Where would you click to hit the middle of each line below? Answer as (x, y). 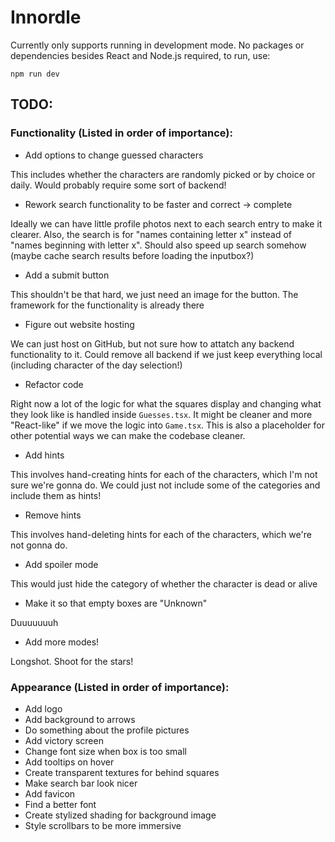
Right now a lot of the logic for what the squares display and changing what (166, 403)
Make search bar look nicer (81, 783)
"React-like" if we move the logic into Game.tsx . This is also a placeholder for (167, 425)
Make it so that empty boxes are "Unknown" (116, 603)
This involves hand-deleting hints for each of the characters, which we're (161, 534)
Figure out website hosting (79, 324)
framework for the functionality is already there (107, 305)
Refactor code (54, 384)
